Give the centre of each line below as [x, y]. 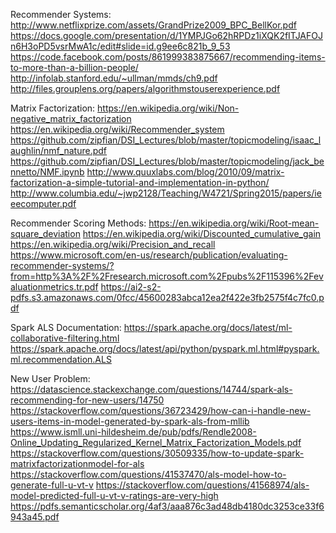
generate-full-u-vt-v [52, 485]
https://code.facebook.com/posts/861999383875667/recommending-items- [168, 57]
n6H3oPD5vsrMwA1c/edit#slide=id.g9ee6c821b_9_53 [120, 46]
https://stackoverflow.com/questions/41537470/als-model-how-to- [148, 474]
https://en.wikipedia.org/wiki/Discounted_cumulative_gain [202, 233]
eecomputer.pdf [43, 203]
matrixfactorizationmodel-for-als [77, 463]
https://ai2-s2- [131, 287]
